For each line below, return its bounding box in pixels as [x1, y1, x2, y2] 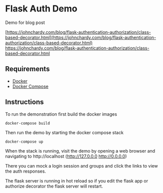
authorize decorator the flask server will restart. [5, 183, 103, 189]
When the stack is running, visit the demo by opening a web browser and [5, 148, 156, 154]
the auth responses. [5, 168, 46, 174]
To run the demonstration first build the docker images [5, 111, 117, 117]
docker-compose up [5, 139, 43, 144]
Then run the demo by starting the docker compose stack [5, 129, 124, 135]
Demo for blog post [5, 19, 45, 25]
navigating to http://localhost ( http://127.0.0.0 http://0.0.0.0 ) [5, 153, 127, 159]
